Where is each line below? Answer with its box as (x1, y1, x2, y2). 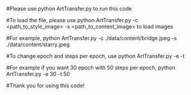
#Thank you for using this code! (6, 82, 85, 89)
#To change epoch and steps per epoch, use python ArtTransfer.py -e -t (6, 53, 185, 59)
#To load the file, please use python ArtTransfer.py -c (6, 17, 138, 23)
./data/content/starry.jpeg (6, 41, 70, 48)
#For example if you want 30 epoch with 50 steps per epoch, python (6, 64, 175, 71)
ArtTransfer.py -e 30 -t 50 (6, 71, 70, 77)
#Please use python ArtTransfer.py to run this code (6, 5, 132, 12)
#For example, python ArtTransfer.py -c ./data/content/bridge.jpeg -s (6, 35, 177, 41)
